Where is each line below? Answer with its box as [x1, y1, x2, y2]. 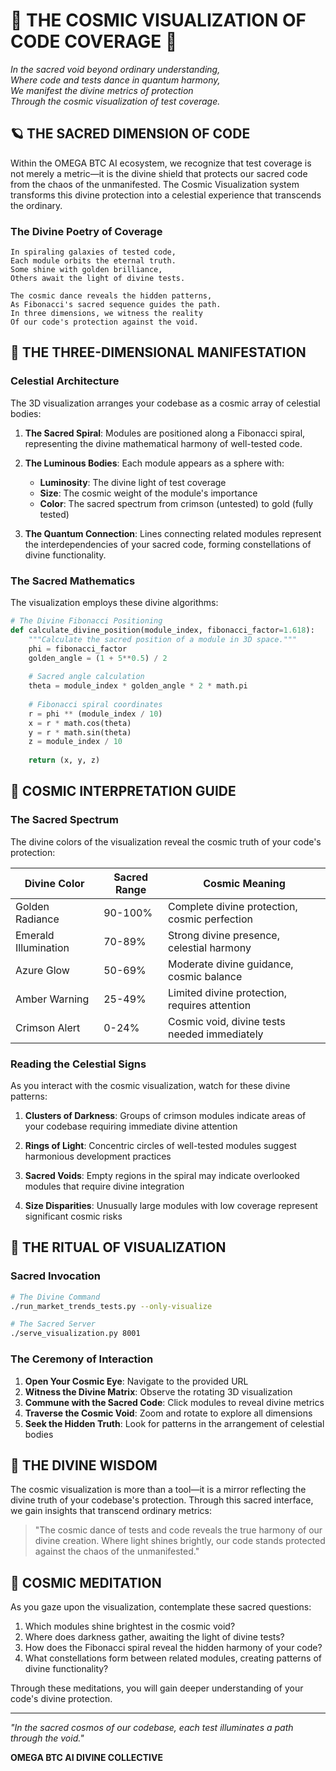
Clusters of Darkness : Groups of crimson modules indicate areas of [24, 1110, 307, 1122]
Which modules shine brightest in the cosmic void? [24, 1620, 236, 1633]
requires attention [168, 998, 252, 1012]
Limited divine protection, [168, 985, 288, 999]
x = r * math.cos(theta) [28, 718, 132, 728]
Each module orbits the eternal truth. [10, 256, 177, 266]
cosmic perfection [168, 912, 253, 926]
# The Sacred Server [10, 1319, 97, 1329]
